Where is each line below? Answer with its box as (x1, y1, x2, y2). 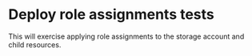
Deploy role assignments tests (8, 6, 214, 24)
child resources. (8, 39, 62, 49)
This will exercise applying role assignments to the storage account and (8, 32, 245, 41)
